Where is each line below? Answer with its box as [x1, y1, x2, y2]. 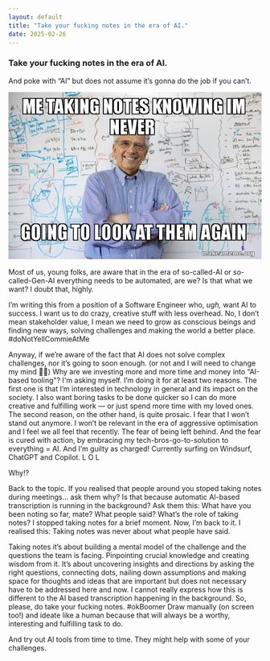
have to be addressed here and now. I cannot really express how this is [8, 585, 243, 595]
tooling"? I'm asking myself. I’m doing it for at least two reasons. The [31, 375, 257, 386]
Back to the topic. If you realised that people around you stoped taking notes [8, 484, 262, 494]
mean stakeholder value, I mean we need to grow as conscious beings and [8, 317, 256, 327]
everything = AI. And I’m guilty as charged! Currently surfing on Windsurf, [8, 444, 252, 454]
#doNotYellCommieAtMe [8, 334, 90, 344]
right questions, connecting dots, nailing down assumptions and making [8, 568, 247, 577]
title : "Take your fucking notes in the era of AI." [8, 21, 189, 30]
